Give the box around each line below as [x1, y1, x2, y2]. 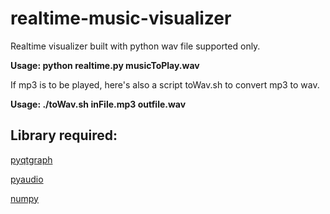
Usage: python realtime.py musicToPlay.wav [10, 59, 200, 71]
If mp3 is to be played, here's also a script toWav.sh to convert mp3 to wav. [10, 78, 320, 91]
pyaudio [10, 173, 44, 185]
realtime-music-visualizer [10, 7, 232, 30]
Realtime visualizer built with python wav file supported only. [10, 40, 261, 52]
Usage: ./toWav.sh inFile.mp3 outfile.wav [10, 98, 187, 110]
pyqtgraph [10, 153, 53, 166]
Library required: [10, 127, 118, 144]
